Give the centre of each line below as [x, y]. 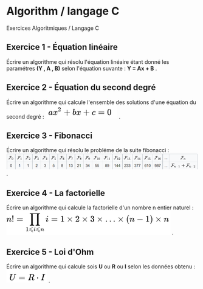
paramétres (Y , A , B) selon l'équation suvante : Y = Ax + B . [82, 68]
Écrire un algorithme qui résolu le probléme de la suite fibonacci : [88, 150]
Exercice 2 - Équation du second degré [81, 87]
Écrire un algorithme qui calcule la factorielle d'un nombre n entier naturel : [100, 207]
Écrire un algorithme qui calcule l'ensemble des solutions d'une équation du [101, 102]
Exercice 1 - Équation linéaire [62, 47]
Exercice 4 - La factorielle [56, 193]
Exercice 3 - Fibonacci [50, 135]
